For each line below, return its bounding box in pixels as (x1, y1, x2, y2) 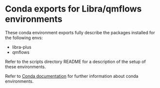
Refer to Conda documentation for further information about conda (5, 73, 139, 79)
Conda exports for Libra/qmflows (5, 3, 142, 15)
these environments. (5, 64, 46, 70)
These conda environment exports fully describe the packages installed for (5, 29, 155, 35)
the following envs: (5, 35, 43, 41)
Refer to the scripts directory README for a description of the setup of (5, 59, 146, 64)
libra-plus (12, 44, 32, 50)
